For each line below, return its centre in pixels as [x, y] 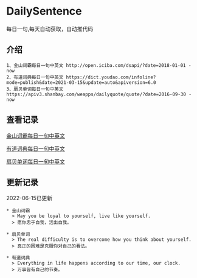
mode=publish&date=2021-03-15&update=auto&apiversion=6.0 [81, 82]
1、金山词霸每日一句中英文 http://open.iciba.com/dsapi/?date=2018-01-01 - [99, 65]
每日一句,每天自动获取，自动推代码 [50, 29]
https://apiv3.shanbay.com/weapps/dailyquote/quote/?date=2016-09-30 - [99, 94]
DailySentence [44, 11]
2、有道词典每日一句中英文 [35, 77]
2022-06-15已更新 [29, 198]
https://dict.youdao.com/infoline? [111, 77]
